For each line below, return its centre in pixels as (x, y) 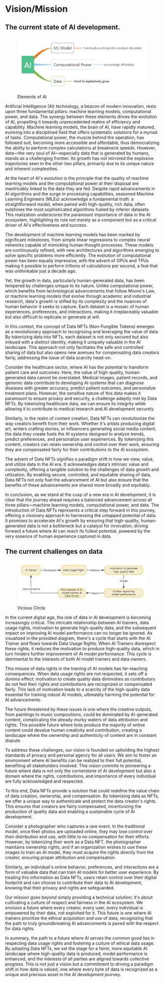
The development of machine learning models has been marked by (73, 234)
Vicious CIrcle (31, 608)
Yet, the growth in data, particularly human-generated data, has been (75, 280)
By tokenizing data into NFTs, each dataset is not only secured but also (77, 337)
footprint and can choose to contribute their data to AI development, (74, 883)
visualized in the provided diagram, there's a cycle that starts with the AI (78, 638)
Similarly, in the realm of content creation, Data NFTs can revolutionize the (80, 418)
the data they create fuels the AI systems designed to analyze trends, (75, 434)
